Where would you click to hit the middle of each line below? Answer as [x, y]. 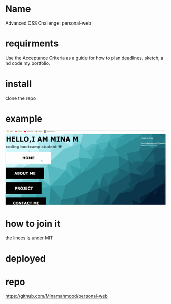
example [24, 119]
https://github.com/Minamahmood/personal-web [56, 296]
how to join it [33, 224]
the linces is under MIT [29, 238]
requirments [32, 44]
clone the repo [21, 98]
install [19, 84]
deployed [25, 258]
